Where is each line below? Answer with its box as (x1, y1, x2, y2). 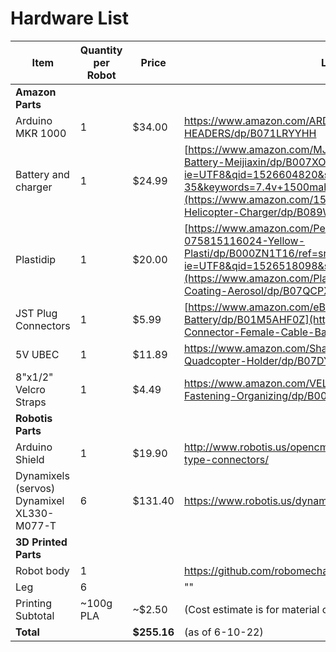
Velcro (15, 382, 46, 396)
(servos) (15, 481, 56, 495)
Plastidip (15, 252, 57, 266)
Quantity (79, 43, 123, 57)
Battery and (15, 167, 70, 181)
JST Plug (15, 306, 58, 320)
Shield (15, 452, 45, 466)
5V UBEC (15, 347, 60, 361)
